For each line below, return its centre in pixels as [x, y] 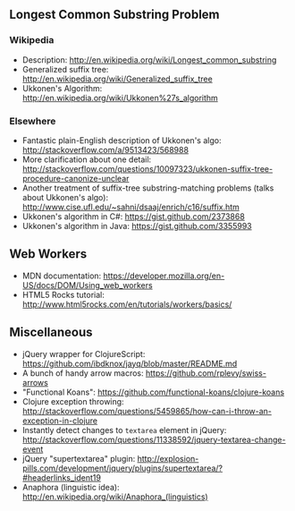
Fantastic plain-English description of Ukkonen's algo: [122, 140]
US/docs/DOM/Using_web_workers [88, 285]
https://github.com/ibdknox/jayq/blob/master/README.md [130, 363]
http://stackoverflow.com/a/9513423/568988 [105, 149]
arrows [35, 382]
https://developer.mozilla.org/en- [164, 276]
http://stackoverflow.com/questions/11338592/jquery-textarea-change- [154, 439]
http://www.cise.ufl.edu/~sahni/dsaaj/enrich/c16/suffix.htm [131, 207]
